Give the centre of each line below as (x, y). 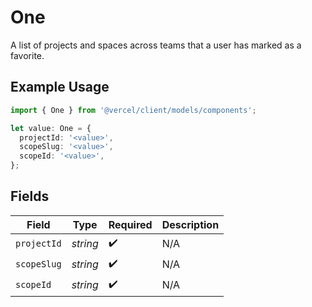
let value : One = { (51, 128)
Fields (30, 196)
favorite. (27, 55)
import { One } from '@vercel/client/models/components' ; (133, 110)
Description (190, 224)
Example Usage (60, 87)
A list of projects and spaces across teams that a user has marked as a (156, 45)
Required (130, 224)
